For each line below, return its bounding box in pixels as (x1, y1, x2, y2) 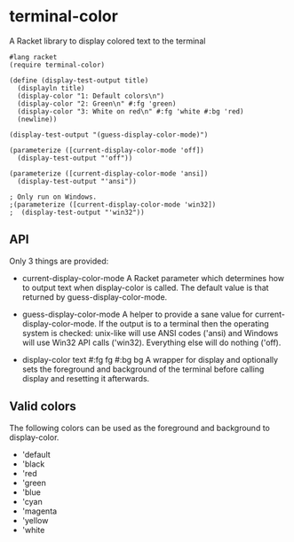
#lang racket (9, 52, 58, 61)
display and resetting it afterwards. (21, 373, 150, 383)
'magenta (21, 506, 58, 516)
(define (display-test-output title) (9, 75, 149, 85)
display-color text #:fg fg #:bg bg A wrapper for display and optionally (21, 354, 278, 365)
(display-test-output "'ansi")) (17, 177, 138, 185)
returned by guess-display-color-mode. (21, 291, 168, 302)
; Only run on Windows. (9, 192, 98, 201)
